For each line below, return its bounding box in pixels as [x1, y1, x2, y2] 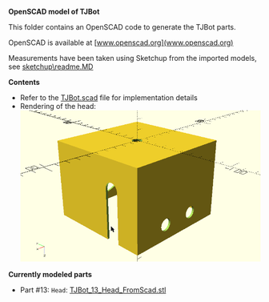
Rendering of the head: [19, 102, 96, 111]
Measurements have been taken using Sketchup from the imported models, [8, 54, 258, 62]
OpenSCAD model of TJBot [8, 7, 100, 16]
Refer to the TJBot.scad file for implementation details [19, 93, 198, 103]
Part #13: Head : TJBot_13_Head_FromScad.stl [19, 285, 167, 295]
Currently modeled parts [8, 270, 92, 280]
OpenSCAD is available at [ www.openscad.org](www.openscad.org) [8, 38, 234, 47]
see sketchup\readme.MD [8, 62, 94, 71]
